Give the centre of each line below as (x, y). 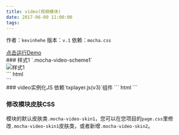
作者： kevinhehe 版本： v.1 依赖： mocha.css (59, 40)
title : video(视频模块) (33, 12)
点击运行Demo (24, 53)
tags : (13, 22)
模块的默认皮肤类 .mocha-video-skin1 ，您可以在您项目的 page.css (85, 118)
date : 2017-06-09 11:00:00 (39, 17)
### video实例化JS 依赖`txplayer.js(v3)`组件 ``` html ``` (72, 88)
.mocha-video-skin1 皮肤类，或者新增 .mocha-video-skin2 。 (82, 126)
